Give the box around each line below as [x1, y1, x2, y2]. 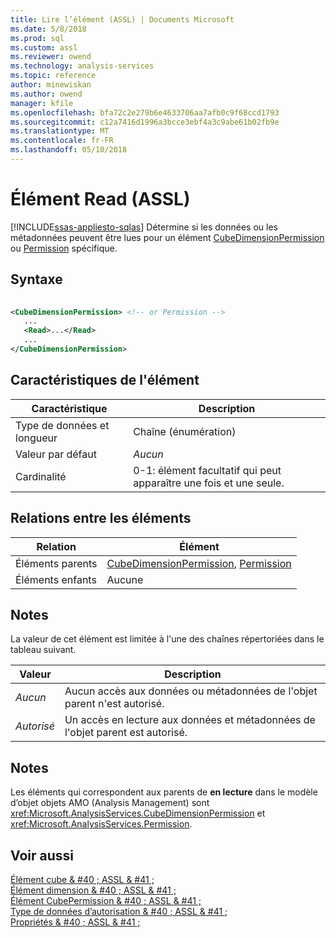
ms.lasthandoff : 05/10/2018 [10, 145, 128, 155]
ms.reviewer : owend [10, 52, 92, 62]
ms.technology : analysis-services [10, 61, 155, 71]
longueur [15, 431, 58, 445]
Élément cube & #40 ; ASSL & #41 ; [10, 873, 155, 885]
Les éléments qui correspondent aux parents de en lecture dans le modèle [10, 786, 318, 798]
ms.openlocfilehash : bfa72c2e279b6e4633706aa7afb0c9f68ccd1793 [10, 107, 280, 118]
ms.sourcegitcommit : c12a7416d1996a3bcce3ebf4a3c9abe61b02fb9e [10, 117, 280, 127]
